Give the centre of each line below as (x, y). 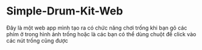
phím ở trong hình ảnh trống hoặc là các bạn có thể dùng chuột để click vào (101, 34)
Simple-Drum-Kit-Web (65, 11)
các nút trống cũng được (37, 40)
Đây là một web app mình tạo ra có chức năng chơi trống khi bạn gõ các (97, 28)
